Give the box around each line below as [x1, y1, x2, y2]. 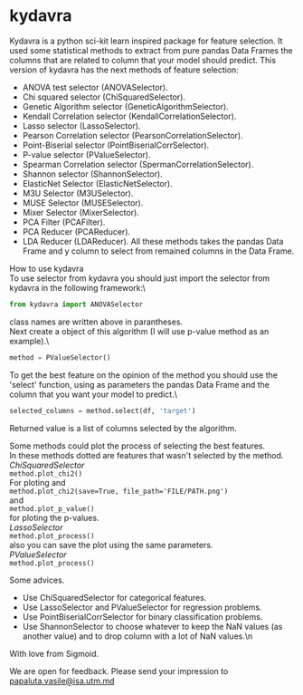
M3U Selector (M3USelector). [22, 188, 134, 198]
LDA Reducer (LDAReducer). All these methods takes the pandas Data [22, 236, 284, 246]
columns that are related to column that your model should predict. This [9, 54, 277, 65]
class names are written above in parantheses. [9, 316, 184, 327]
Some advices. [9, 574, 65, 585]
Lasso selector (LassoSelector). [22, 120, 141, 131]
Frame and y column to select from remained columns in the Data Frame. [22, 246, 295, 256]
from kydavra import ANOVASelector [9, 300, 144, 309]
